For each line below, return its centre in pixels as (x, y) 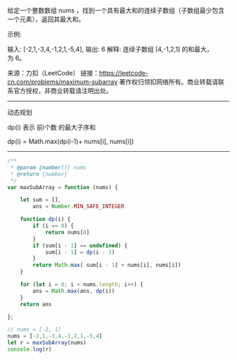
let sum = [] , (41, 200)
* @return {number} (39, 174)
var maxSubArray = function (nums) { (63, 187)
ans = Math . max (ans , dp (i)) (74, 291)
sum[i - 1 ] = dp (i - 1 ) (80, 252)
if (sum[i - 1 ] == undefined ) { (80, 246)
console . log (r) (30, 349)
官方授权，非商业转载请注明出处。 (63, 91)
